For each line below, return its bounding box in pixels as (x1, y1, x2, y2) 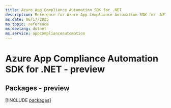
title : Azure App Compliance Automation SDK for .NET (5, 7, 122, 13)
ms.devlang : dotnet (5, 26, 47, 31)
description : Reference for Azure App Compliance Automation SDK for (5, 12, 156, 17)
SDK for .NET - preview (5, 64, 105, 75)
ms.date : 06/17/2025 (5, 17, 49, 22)
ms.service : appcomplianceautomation (5, 31, 85, 36)
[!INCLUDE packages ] (5, 97, 51, 103)
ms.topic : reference (5, 21, 49, 27)
